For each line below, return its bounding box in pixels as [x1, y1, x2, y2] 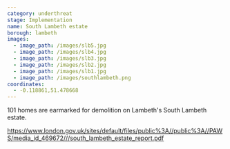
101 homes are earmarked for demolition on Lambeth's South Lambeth [7, 106, 207, 115]
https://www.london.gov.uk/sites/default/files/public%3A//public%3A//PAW [7, 127, 223, 135]
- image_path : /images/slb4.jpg [13, 49, 107, 56]
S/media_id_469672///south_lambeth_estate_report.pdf [7, 134, 164, 142]
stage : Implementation [7, 17, 73, 23]
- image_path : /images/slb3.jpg [13, 55, 107, 62]
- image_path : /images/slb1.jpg [13, 68, 107, 74]
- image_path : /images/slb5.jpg [13, 42, 107, 49]
